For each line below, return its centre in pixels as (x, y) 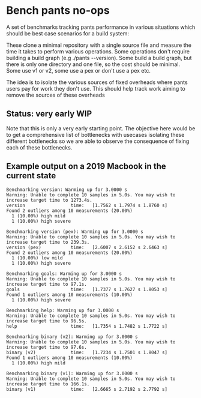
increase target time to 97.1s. (46, 284)
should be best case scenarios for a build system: (68, 33)
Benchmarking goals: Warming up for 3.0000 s (64, 274)
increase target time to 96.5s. (46, 321)
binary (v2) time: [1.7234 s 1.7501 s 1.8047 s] (87, 352)
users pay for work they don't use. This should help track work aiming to (96, 88)
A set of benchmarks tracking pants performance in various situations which (101, 27)
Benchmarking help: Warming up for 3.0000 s (63, 310)
